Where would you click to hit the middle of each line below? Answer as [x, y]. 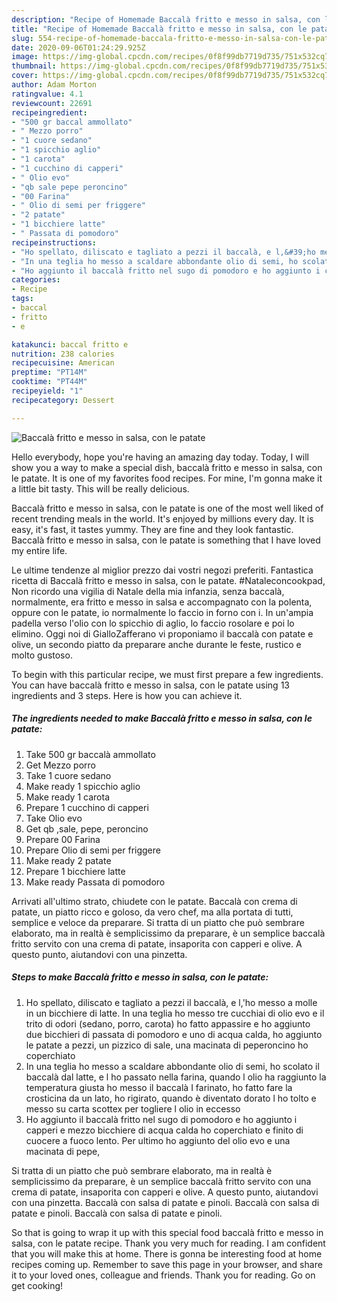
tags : [22, 299]
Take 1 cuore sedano [68, 775]
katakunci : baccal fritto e [70, 344]
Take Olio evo [54, 818]
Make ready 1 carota [67, 797]
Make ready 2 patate [68, 860]
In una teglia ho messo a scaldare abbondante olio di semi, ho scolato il [172, 1066]
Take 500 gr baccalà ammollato [90, 754]
